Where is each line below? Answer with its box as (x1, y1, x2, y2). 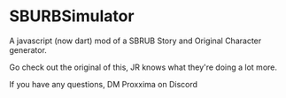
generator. (9, 44, 47, 55)
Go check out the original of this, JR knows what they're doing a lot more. (9, 62, 277, 72)
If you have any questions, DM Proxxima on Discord (9, 79, 197, 89)
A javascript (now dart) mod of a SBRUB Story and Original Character (9, 35, 262, 46)
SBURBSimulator (9, 6, 135, 26)
